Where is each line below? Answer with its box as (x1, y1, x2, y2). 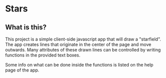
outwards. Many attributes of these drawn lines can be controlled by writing (5, 47, 161, 52)
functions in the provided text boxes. (5, 52, 81, 58)
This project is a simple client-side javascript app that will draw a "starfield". (5, 36, 161, 42)
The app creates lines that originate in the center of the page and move (5, 41, 152, 47)
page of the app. (5, 67, 39, 73)
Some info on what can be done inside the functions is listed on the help (5, 62, 154, 67)
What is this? (5, 23, 47, 31)
